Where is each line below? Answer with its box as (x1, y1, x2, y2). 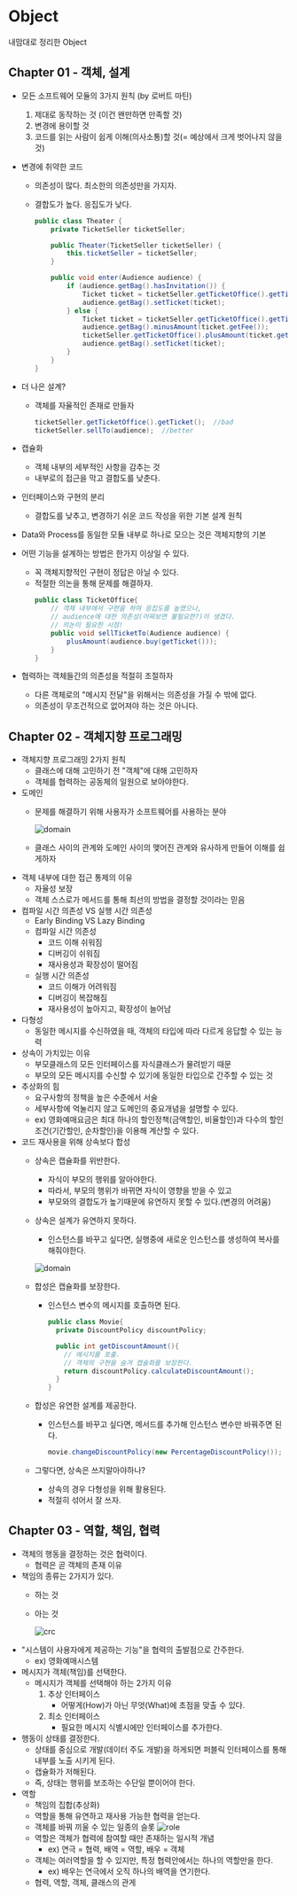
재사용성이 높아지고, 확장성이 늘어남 (47, 1003, 172, 1014)
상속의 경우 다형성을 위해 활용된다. (47, 1484, 167, 1494)
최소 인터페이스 (47, 1711, 101, 1721)
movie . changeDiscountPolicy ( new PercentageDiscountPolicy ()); (47, 1447, 283, 1457)
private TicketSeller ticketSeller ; (51, 224, 186, 234)
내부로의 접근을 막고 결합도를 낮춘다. (34, 472, 160, 484)
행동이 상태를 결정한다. (20, 1733, 100, 1744)
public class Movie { (47, 1318, 124, 1327)
